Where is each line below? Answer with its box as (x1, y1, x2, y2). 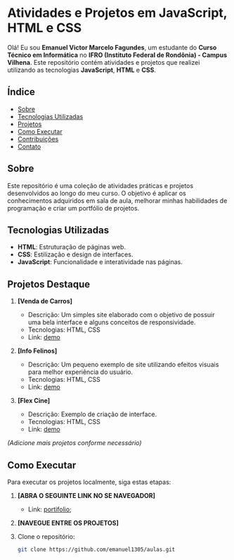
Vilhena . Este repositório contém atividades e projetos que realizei (7, 58, 200, 66)
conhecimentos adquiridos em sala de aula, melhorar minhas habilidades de (7, 196, 228, 205)
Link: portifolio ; (27, 505, 72, 514)
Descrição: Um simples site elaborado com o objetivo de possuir (27, 311, 215, 319)
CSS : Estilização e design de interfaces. (17, 250, 134, 259)
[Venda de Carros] (17, 297, 72, 306)
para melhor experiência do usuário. (27, 368, 134, 376)
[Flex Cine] (17, 397, 51, 405)
